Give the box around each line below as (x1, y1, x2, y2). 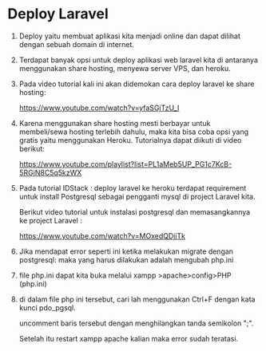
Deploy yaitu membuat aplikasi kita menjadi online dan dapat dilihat (18, 31, 241, 41)
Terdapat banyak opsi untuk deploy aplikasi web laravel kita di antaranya (18, 55, 259, 65)
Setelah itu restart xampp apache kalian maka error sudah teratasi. (18, 333, 239, 343)
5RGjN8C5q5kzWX (18, 168, 82, 177)
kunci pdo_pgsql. (18, 302, 77, 312)
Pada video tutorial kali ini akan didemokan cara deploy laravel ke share (18, 79, 255, 89)
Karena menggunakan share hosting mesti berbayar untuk (18, 118, 211, 128)
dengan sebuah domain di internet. (18, 39, 135, 49)
